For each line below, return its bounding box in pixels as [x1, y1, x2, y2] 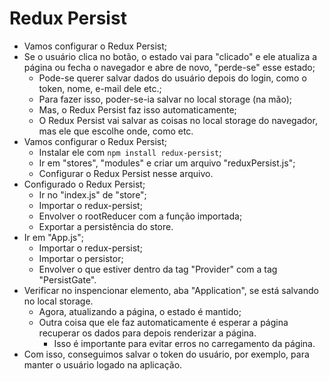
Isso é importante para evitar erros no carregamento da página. [53, 337, 316, 349]
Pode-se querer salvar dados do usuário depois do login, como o [38, 72, 307, 84]
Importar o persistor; [38, 252, 124, 264]
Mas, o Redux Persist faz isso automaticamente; [38, 103, 237, 116]
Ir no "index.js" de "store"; [38, 188, 147, 201]
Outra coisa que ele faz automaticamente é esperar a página [38, 316, 289, 328]
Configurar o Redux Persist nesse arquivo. [38, 167, 214, 179]
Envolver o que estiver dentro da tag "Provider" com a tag [38, 263, 278, 275]
